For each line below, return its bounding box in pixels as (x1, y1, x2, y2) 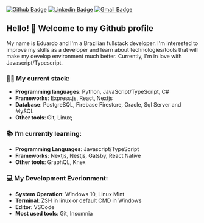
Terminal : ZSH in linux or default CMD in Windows (15, 197, 142, 204)
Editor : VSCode (15, 203, 55, 210)
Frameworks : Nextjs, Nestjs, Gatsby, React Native (15, 152, 141, 160)
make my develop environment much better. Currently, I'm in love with (6, 52, 182, 60)
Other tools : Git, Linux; (15, 114, 73, 121)
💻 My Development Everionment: (6, 174, 108, 183)
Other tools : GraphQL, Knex (15, 158, 86, 166)
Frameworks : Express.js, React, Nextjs (15, 94, 113, 102)
